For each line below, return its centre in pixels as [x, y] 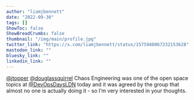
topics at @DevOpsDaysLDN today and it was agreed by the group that [93, 84]
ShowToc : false [25, 28]
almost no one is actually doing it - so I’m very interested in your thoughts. [96, 91]
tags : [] [17, 22]
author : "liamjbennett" [35, 12]
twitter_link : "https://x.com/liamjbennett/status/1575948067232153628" [98, 45]
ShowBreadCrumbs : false [35, 34]
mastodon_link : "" [29, 50]
